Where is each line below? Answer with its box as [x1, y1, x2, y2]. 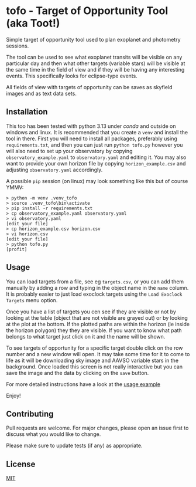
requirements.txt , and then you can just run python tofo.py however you [6, 141, 183, 148]
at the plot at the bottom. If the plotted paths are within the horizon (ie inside [6, 320, 190, 327]
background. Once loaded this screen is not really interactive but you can [6, 363, 183, 370]
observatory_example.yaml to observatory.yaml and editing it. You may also [6, 154, 187, 161]
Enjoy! [6, 392, 22, 399]
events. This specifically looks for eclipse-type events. [6, 72, 137, 79]
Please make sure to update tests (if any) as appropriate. [6, 442, 143, 449]
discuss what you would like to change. [6, 431, 101, 438]
